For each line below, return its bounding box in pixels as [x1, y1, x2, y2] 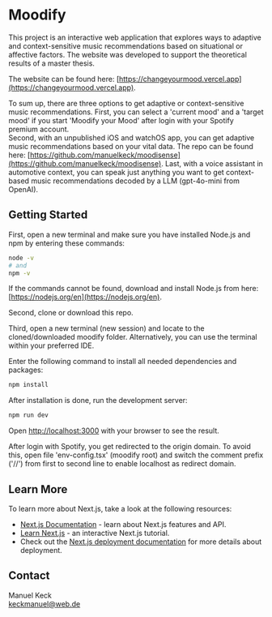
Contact [8, 569, 50, 583]
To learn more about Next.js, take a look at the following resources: [8, 503, 232, 513]
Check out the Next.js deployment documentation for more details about [19, 537, 262, 546]
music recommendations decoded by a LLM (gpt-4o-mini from [31, 176, 240, 186]
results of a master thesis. [8, 58, 96, 68]
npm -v [8, 269, 31, 277]
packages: [8, 365, 44, 375]
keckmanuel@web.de [8, 598, 81, 609]
